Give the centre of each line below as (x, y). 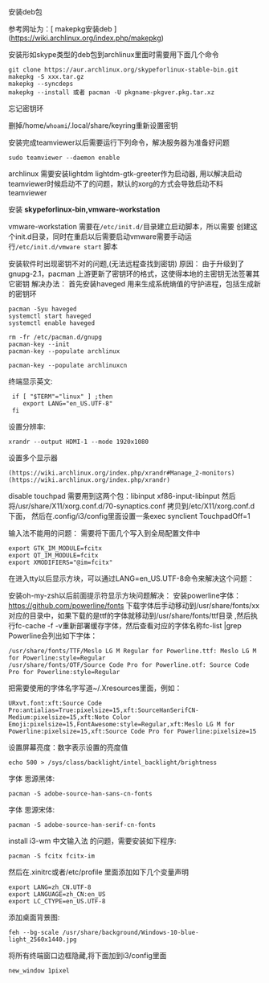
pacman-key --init (39, 344)
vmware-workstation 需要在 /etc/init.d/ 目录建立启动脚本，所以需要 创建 (130, 226)
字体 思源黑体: (31, 778)
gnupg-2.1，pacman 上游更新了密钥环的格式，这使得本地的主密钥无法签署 (130, 274)
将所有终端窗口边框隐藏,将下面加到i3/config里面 (88, 955)
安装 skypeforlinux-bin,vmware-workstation (84, 209)
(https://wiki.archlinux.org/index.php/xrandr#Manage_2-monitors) (122, 473)
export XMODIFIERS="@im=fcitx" (61, 562)
